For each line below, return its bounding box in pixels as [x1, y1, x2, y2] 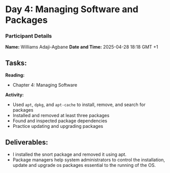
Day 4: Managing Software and [5, 4, 139, 15]
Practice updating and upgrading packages [12, 123, 104, 129]
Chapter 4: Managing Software [12, 82, 78, 88]
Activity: [5, 92, 24, 98]
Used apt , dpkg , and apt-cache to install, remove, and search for [12, 101, 146, 108]
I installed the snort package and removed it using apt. [12, 151, 127, 158]
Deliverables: [5, 138, 48, 147]
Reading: [5, 72, 25, 78]
